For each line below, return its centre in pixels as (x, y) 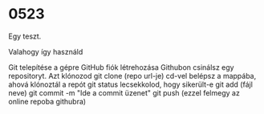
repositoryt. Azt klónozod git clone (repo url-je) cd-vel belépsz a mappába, (132, 75)
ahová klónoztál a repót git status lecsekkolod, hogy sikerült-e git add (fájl (130, 84)
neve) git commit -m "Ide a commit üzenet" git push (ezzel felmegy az (124, 92)
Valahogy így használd (46, 51)
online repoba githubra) (47, 101)
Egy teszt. (25, 36)
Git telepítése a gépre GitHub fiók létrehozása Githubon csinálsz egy (121, 67)
